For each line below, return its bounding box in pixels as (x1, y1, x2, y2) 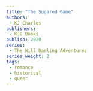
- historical (8, 70, 42, 76)
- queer (8, 75, 28, 81)
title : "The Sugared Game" (6, 8, 74, 15)
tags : (6, 59, 20, 65)
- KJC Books (8, 31, 39, 37)
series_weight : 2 (6, 53, 50, 59)
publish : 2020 (6, 37, 42, 43)
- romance (8, 64, 34, 71)
